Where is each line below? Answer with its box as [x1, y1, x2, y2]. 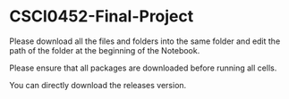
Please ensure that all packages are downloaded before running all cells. [9, 62, 277, 73]
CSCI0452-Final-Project [9, 6, 194, 27]
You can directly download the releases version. [9, 79, 187, 90]
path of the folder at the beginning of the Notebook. [9, 45, 200, 55]
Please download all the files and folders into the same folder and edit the [9, 36, 281, 46]
